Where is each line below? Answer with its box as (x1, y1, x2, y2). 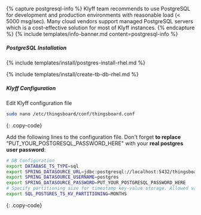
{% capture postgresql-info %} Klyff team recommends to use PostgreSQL (6, 5, 190, 12)
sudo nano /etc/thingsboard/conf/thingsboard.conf (6, 110, 135, 117)
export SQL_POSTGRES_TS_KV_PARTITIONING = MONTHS (6, 191, 127, 197)
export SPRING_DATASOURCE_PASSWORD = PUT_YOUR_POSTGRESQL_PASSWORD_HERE (6, 180, 186, 186)
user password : (6, 146, 46, 153)
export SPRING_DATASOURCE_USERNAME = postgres (6, 174, 119, 180)
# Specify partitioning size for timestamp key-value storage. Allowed (6, 185, 188, 192)
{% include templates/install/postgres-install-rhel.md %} (6, 59, 145, 66)
